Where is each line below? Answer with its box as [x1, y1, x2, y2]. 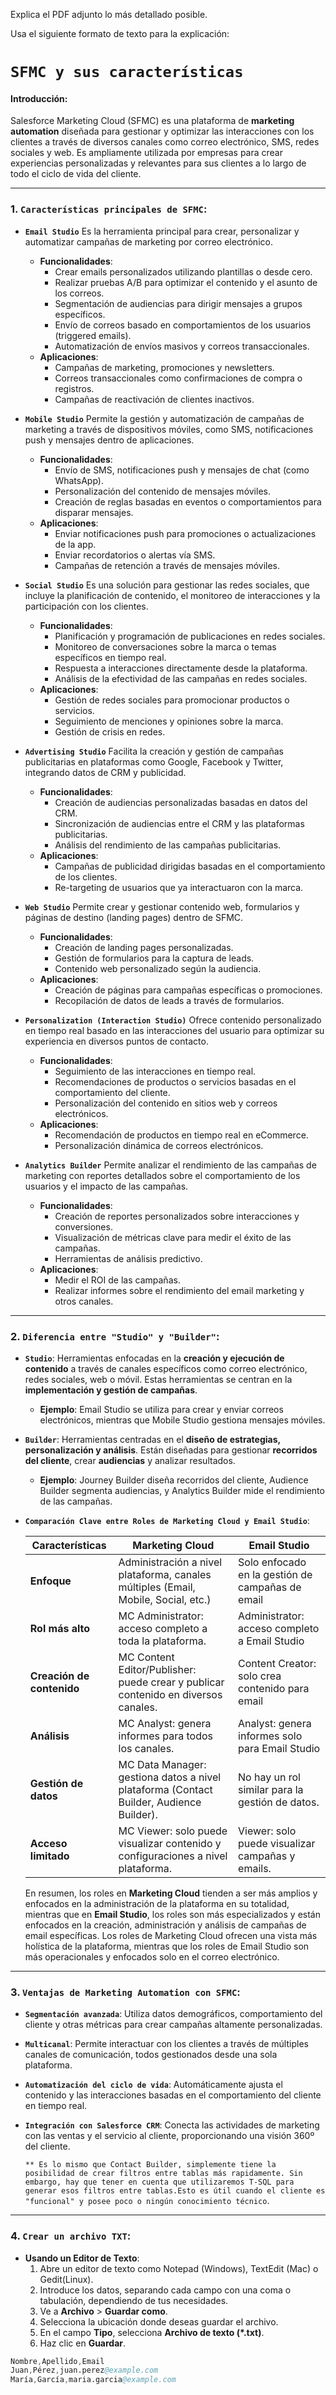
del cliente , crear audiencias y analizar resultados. [24, 1454, 236, 1466]
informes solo [238, 1729, 303, 1743]
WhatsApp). [54, 474, 104, 486]
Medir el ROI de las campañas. [54, 1274, 181, 1286]
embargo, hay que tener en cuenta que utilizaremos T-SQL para [24, 2177, 295, 2188]
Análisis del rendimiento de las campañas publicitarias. [54, 839, 282, 851]
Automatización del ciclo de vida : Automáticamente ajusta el [24, 2079, 283, 2091]
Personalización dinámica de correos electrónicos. [54, 1139, 264, 1151]
